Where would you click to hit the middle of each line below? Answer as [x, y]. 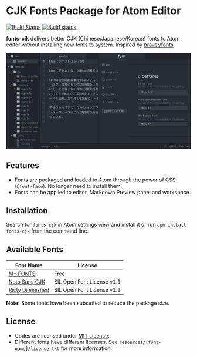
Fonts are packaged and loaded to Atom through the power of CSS [95, 180]
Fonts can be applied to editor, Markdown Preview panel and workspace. [103, 192]
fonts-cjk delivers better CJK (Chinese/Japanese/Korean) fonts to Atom [93, 38]
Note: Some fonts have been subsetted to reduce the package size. [88, 303]
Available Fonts [35, 249]
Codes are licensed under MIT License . [62, 335]
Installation [27, 211]
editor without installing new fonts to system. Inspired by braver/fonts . [91, 45]
